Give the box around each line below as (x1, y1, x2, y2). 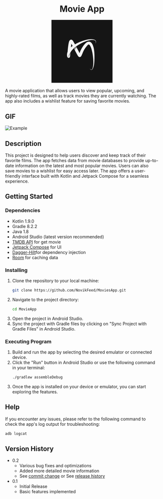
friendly (5, 173, 21, 179)
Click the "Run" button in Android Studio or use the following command (12, 360, 155, 366)
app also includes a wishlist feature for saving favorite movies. (5, 98, 130, 104)
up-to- (145, 158, 159, 163)
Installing (5, 267, 28, 273)
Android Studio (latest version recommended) (12, 233, 104, 240)
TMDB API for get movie (12, 239, 61, 245)
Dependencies (5, 207, 41, 214)
